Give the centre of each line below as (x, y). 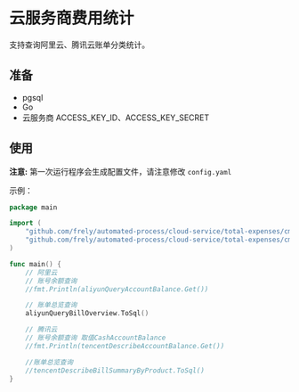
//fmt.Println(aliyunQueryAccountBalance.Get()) (117, 289)
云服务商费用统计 (72, 18)
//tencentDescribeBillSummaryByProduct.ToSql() (115, 371)
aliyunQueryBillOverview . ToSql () (87, 314)
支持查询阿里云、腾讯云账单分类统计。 (79, 45)
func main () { (36, 264)
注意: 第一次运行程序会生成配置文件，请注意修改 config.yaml (121, 171)
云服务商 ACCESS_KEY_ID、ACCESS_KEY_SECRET (116, 118)
